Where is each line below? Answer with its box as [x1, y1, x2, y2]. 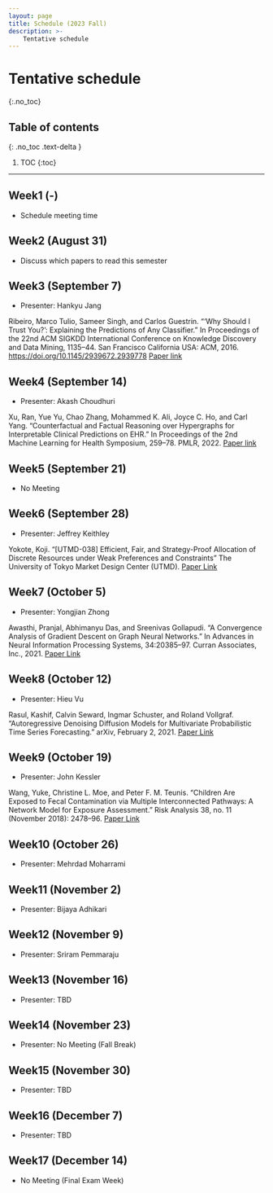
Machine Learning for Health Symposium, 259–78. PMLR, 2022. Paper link [8, 438, 258, 448]
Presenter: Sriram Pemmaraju [19, 950, 119, 959]
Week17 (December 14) [8, 1154, 128, 1168]
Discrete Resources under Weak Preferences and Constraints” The [8, 553, 232, 563]
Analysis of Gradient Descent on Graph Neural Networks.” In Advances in [8, 631, 254, 641]
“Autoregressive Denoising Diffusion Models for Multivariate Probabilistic [8, 718, 252, 728]
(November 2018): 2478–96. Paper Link [8, 814, 141, 823]
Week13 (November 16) [8, 973, 128, 987]
